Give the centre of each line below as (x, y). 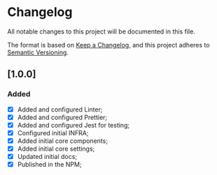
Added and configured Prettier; (62, 117)
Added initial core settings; (56, 149)
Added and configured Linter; (60, 109)
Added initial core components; (63, 141)
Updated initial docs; (47, 157)
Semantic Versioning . (38, 52)
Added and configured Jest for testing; (73, 125)
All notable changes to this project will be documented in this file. (101, 31)
